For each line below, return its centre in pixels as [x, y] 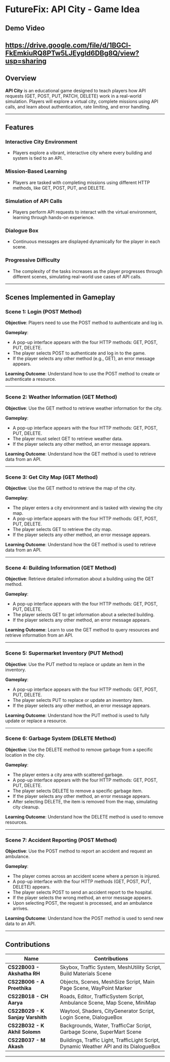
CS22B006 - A [26, 981]
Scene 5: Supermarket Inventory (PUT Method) [65, 653]
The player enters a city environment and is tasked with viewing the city [88, 508]
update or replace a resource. [36, 721]
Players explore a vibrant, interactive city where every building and [82, 153]
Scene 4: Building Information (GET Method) [61, 568]
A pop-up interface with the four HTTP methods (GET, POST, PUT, [82, 881]
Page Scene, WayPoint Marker [96, 988]
